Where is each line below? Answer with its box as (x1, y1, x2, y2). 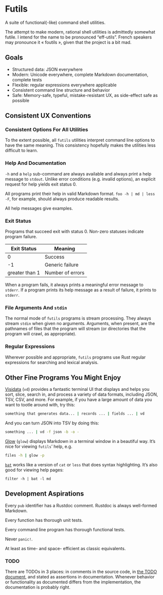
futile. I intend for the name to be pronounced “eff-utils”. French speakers (5, 34, 152, 40)
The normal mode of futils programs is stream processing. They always (5, 315, 151, 321)
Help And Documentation (5, 160, 66, 167)
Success (44, 253, 65, 260)
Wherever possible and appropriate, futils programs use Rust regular (5, 354, 146, 360)
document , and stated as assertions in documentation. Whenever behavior (5, 574, 155, 580)
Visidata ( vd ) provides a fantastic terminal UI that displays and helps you (5, 386, 150, 392)
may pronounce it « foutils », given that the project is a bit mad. (5, 39, 132, 45)
